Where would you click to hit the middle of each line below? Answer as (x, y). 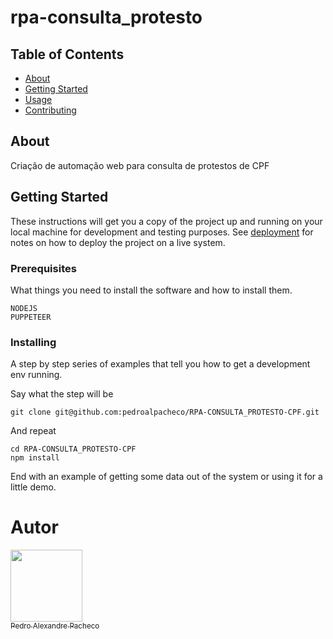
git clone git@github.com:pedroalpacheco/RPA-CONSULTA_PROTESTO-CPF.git (165, 412)
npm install (35, 458)
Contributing (50, 110)
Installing (33, 342)
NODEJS (24, 308)
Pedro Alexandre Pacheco (55, 626)
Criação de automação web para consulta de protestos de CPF (140, 165)
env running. (36, 375)
